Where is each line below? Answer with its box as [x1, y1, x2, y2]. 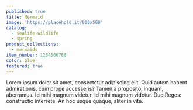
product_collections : [6, 42, 59, 47]
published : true [6, 8, 46, 15]
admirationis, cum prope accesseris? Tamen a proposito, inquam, [6, 85, 164, 92]
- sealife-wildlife [11, 30, 59, 36]
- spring [11, 36, 33, 42]
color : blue [6, 57, 35, 63]
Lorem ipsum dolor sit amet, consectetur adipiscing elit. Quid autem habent [6, 79, 187, 86]
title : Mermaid [6, 14, 43, 20]
